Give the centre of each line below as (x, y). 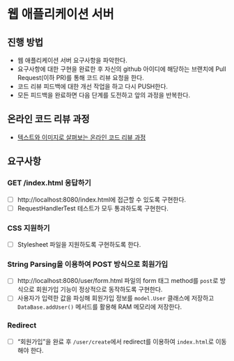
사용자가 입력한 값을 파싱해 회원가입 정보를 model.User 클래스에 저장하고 (116, 298)
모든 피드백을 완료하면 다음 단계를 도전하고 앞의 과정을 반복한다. (103, 95)
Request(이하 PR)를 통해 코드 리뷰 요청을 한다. (80, 78)
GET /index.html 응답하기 (49, 183)
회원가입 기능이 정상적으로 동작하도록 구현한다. (99, 289)
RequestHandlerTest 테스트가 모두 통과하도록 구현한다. (93, 208)
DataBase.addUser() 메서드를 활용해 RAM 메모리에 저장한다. (100, 307)
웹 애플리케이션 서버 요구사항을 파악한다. (72, 60)
